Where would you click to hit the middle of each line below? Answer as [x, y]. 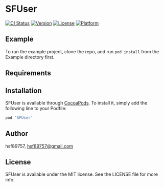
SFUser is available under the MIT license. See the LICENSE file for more [82, 174]
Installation [24, 90]
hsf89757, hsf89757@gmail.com [39, 146]
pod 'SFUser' [19, 118]
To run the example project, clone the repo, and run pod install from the [82, 51]
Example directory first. [30, 57]
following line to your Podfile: [36, 108]
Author [17, 134]
